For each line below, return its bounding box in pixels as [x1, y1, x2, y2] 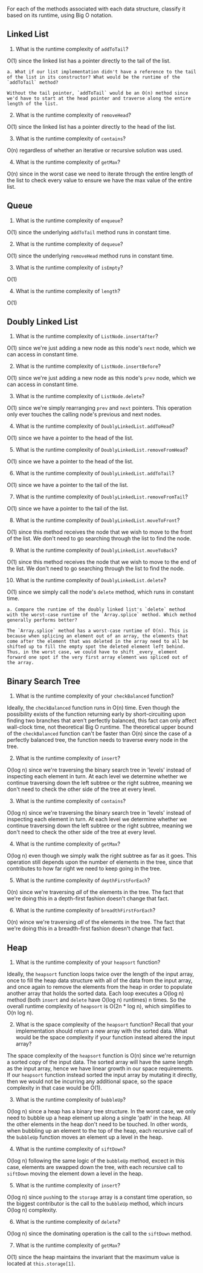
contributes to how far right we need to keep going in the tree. [7, 865, 162, 872]
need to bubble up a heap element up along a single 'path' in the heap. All [7, 1114, 191, 1122]
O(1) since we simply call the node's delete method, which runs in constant [7, 588, 194, 596]
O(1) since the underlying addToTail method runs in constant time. [7, 228, 172, 236]
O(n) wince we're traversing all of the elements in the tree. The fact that [7, 918, 185, 926]
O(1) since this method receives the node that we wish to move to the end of [7, 558, 197, 566]
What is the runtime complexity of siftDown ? [15, 1146, 126, 1153]
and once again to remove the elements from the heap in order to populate [7, 983, 193, 991]
